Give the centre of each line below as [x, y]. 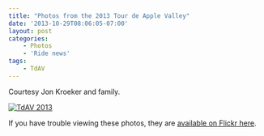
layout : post [30, 31]
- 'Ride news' [47, 53]
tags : [17, 62]
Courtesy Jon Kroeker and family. [64, 91]
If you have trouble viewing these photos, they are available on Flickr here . [132, 123]
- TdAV [34, 69]
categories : [28, 38]
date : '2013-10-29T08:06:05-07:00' [68, 23]
